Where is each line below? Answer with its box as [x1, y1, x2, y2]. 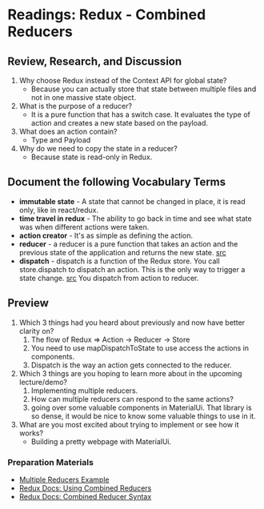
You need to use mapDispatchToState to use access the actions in [30, 343, 250, 353]
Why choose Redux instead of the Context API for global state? [18, 76, 227, 85]
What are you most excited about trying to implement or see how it [18, 419, 239, 429]
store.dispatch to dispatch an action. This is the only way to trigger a [18, 264, 246, 274]
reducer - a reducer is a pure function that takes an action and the [18, 238, 238, 249]
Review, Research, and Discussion [7, 54, 182, 68]
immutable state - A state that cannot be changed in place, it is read [18, 196, 246, 206]
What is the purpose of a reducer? [18, 102, 133, 110]
